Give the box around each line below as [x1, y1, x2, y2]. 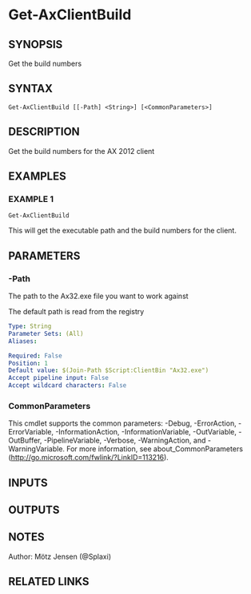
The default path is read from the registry [8, 307, 145, 316]
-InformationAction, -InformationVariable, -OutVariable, [55, 427, 237, 437]
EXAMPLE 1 [8, 193, 54, 204]
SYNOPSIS [8, 38, 63, 51]
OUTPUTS [8, 503, 60, 517]
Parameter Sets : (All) [8, 329, 84, 337]
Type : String [8, 322, 52, 330]
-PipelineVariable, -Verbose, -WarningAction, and [43, 435, 206, 446]
